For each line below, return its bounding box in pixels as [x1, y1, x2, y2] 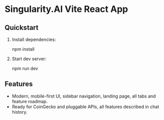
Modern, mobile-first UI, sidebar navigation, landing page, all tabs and [11, 93, 156, 99]
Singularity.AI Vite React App [4, 3, 128, 15]
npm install [11, 46, 35, 52]
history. [11, 109, 28, 115]
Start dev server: [11, 56, 47, 62]
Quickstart [4, 23, 39, 32]
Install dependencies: [11, 36, 56, 42]
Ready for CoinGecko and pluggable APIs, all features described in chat [11, 104, 160, 110]
